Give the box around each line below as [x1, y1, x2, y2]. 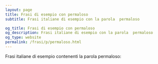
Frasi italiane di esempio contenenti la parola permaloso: [5, 53, 121, 59]
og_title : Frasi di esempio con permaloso [5, 25, 95, 30]
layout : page [5, 7, 32, 12]
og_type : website [5, 35, 41, 40]
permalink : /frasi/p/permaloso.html [5, 39, 81, 45]
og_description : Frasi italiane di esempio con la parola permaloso [5, 30, 153, 35]
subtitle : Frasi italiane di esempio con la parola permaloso [5, 16, 140, 21]
